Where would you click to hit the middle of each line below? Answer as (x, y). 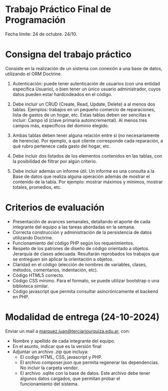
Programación (35, 20)
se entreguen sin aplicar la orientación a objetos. (63, 259)
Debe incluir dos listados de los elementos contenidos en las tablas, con (87, 156)
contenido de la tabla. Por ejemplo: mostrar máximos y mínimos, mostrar (88, 182)
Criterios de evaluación (55, 208)
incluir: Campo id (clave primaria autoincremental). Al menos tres (80, 120)
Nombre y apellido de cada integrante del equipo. (64, 341)
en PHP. (21, 297)
